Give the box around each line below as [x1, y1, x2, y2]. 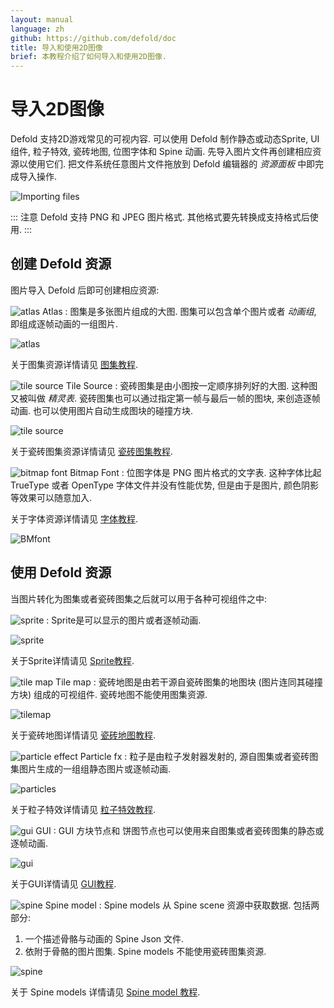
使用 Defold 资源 [10, 564, 112, 581]
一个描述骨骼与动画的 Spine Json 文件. [24, 932, 185, 945]
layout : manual [10, 14, 74, 25]
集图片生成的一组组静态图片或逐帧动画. [10, 762, 172, 775]
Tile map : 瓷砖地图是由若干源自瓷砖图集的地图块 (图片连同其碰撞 [55, 676, 323, 688]
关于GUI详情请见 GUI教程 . [10, 877, 117, 890]
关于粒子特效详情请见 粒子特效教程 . [10, 803, 156, 815]
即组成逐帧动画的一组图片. [10, 317, 119, 330]
